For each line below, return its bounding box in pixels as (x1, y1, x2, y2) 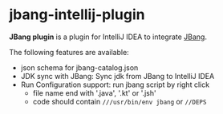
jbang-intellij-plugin (9, 6, 145, 24)
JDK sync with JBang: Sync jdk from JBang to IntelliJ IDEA (20, 71, 215, 81)
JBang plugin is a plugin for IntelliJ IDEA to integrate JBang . (9, 32, 208, 41)
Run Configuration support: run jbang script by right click (20, 80, 210, 89)
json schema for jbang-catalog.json (20, 62, 139, 73)
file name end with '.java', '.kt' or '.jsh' (32, 88, 156, 97)
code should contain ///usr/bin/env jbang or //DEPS (32, 96, 207, 106)
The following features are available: (9, 47, 129, 57)
